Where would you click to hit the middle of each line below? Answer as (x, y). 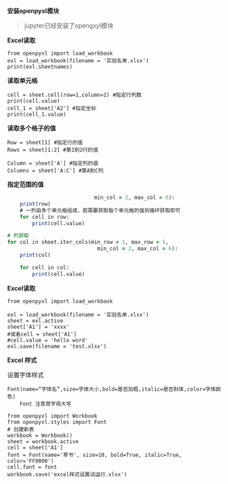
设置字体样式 (25, 375)
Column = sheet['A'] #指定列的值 (53, 163)
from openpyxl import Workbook (52, 416)
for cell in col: (45, 267)
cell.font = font (32, 467)
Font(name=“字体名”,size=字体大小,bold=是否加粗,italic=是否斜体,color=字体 (112, 389)
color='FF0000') (30, 461)
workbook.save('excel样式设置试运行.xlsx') (67, 474)
